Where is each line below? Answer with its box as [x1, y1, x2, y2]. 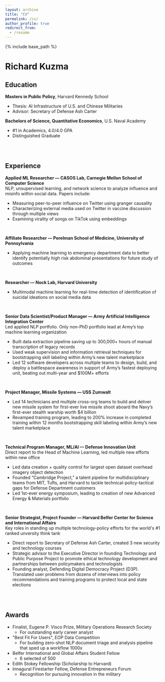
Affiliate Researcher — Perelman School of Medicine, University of [5, 235, 144, 241]
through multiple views [12, 211, 59, 216]
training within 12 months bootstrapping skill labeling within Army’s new [12, 420, 157, 426]
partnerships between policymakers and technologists [12, 561, 123, 567]
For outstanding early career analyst [19, 629, 94, 635]
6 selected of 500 [19, 655, 56, 661]
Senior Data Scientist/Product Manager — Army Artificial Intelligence [5, 313, 150, 319]
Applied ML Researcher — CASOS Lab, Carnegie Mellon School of [5, 175, 142, 180]
